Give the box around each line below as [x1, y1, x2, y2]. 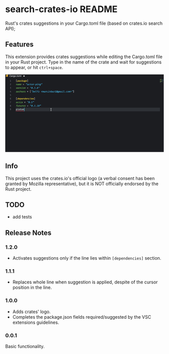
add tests [12, 214, 32, 220]
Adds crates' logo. [12, 309, 51, 315]
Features [5, 40, 34, 49]
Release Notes [5, 228, 52, 237]
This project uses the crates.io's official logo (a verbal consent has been [5, 175, 155, 181]
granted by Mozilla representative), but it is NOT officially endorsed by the [5, 181, 158, 187]
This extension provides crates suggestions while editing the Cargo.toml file [5, 53, 162, 60]
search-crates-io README [5, 4, 118, 15]
